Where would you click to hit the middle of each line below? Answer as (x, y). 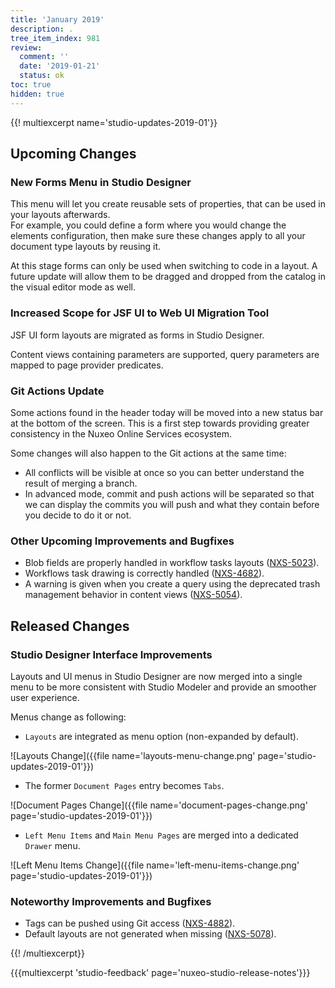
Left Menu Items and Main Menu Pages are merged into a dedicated (161, 835)
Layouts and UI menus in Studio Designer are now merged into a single (156, 676)
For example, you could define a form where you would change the (148, 225)
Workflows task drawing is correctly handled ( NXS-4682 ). (144, 573)
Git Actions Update (57, 391)
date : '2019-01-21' (60, 66)
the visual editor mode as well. (73, 287)
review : (26, 47)
